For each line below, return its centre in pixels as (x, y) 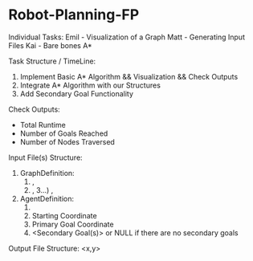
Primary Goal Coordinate (73, 224)
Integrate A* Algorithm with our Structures (90, 85)
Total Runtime (43, 124)
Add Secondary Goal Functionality (77, 93)
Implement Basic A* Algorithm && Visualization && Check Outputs (129, 76)
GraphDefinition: (47, 173)
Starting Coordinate (65, 215)
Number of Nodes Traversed (67, 141)
